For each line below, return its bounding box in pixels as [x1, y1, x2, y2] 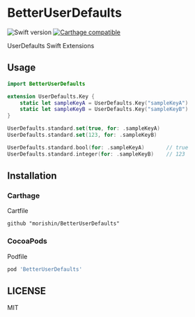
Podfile [7, 252, 28, 260]
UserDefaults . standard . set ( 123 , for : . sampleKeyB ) [7, 131, 157, 138]
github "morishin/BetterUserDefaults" [7, 220, 120, 228]
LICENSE [7, 285, 47, 297]
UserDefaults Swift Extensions [7, 41, 95, 50]
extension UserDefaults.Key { [7, 93, 95, 100]
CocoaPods [7, 236, 47, 246]
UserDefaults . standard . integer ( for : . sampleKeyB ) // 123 [7, 150, 186, 158]
